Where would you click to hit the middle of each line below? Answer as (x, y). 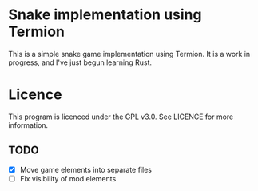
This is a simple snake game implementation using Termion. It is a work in (129, 54)
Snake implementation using (105, 15)
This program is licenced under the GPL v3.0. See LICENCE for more (121, 117)
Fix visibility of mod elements (68, 178)
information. (28, 125)
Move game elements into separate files (85, 169)
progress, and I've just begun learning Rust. (80, 62)
